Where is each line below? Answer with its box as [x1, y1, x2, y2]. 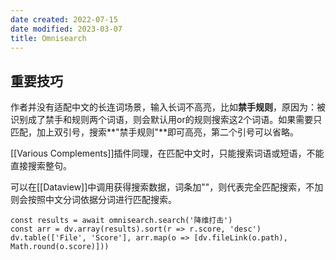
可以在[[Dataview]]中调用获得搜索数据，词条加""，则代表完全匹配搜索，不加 [10, 181, 324, 193]
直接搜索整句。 [10, 160, 72, 172]
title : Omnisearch [10, 33, 87, 43]
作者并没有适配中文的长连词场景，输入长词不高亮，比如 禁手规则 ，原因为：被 [10, 101, 326, 113]
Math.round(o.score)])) [10, 242, 110, 252]
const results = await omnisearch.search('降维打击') [10, 216, 233, 226]
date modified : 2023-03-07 [10, 24, 123, 34]
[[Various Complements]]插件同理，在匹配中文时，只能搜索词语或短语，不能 [10, 147, 325, 160]
